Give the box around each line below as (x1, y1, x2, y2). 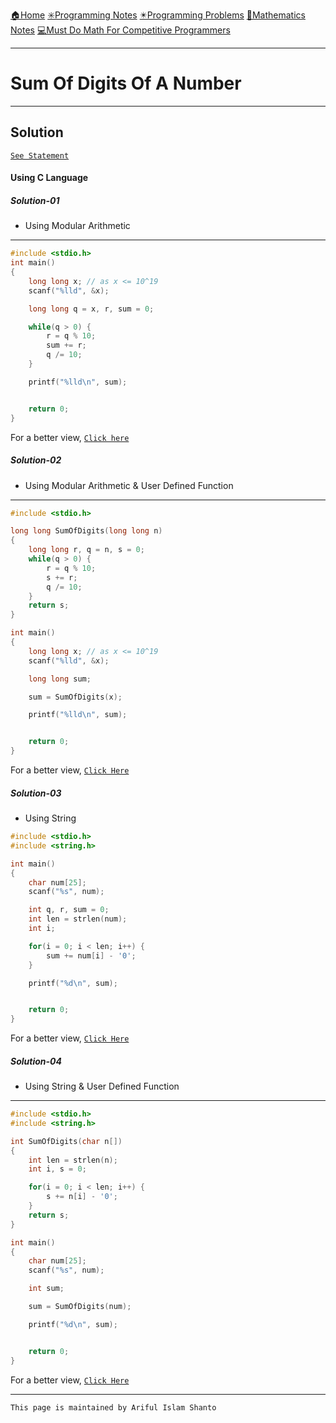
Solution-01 (10, 194, 60, 206)
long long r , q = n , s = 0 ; (28, 545, 145, 555)
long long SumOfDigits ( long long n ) (10, 526, 163, 536)
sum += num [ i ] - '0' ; (46, 950, 137, 961)
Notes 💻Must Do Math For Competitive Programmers (10, 24, 231, 36)
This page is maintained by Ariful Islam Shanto (10, 1402, 217, 1413)
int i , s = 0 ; (28, 1164, 87, 1174)
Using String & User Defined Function (24, 1080, 180, 1093)
